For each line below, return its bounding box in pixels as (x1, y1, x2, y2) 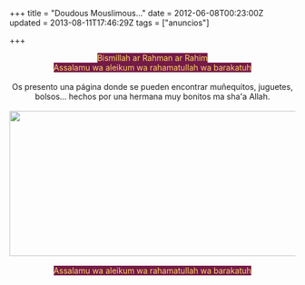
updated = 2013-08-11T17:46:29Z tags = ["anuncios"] (9, 17, 210, 28)
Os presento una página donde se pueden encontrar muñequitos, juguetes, (12, 82, 293, 92)
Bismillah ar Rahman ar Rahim (96, 53, 209, 63)
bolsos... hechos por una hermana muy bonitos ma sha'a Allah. (34, 91, 271, 102)
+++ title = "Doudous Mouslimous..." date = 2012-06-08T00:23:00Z (9, 8, 264, 18)
